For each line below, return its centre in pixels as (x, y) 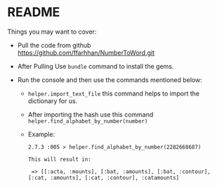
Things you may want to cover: (52, 32)
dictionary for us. (53, 101)
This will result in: (59, 159)
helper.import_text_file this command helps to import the (114, 93)
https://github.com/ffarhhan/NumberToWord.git (86, 53)
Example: (41, 134)
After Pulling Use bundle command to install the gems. (96, 66)
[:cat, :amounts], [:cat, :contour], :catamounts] (104, 177)
